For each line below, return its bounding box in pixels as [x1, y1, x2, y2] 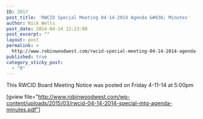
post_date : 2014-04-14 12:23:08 [6, 25, 88, 32]
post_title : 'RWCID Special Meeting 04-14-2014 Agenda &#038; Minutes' [6, 14, 190, 21]
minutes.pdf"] [6, 106, 41, 114]
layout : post [6, 37, 39, 43]
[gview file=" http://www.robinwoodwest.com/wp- [6, 93, 130, 100]
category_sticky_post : [6, 59, 63, 65]
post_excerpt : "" [6, 31, 50, 37]
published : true [6, 54, 47, 60]
